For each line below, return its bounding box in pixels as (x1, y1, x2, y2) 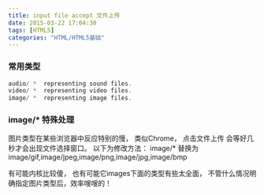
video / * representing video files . (8, 87, 132, 95)
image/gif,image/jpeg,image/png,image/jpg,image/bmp (8, 152, 188, 162)
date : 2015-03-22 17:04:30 (8, 19, 97, 27)
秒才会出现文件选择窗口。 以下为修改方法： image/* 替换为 (8, 144, 199, 153)
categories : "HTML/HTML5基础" (8, 33, 105, 42)
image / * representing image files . (8, 94, 132, 103)
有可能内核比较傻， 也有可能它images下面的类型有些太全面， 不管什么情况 (8, 169, 250, 178)
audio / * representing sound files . (8, 80, 132, 88)
